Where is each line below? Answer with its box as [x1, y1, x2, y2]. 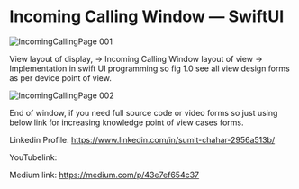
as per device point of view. [9, 72, 113, 83]
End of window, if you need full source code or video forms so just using [9, 107, 278, 118]
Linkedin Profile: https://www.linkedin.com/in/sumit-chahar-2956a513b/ [9, 134, 276, 145]
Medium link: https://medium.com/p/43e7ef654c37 [9, 169, 200, 180]
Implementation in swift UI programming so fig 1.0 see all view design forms [9, 63, 290, 74]
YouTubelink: [9, 151, 58, 163]
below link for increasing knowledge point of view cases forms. [9, 117, 244, 128]
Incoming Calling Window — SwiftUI [9, 6, 285, 27]
